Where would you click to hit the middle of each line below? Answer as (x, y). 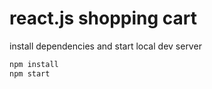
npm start (30, 73)
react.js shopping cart (103, 18)
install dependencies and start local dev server (105, 46)
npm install (34, 64)
